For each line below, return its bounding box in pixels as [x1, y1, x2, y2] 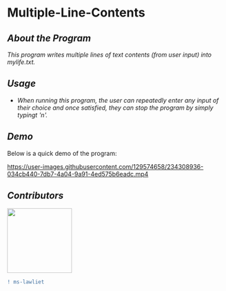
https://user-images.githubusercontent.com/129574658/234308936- [7, 162, 204, 170]
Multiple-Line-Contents [7, 5, 146, 21]
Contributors [7, 190, 64, 201]
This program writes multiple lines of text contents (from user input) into [7, 50, 212, 59]
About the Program [7, 32, 92, 44]
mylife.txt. [7, 58, 36, 66]
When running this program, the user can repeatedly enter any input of [17, 96, 219, 104]
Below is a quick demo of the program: [7, 149, 117, 157]
